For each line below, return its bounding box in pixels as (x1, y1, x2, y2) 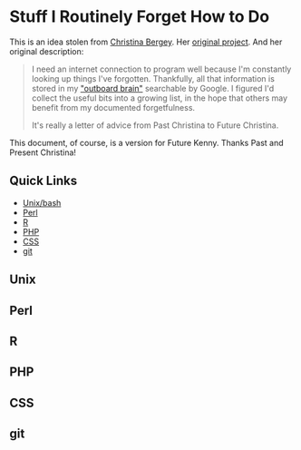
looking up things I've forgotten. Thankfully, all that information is (31, 73, 275, 83)
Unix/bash (22, 197, 62, 208)
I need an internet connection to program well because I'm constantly (31, 64, 292, 74)
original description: (9, 45, 84, 56)
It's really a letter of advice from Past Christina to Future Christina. (31, 120, 279, 131)
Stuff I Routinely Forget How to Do (9, 6, 270, 27)
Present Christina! (9, 147, 77, 158)
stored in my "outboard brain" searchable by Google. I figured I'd (31, 83, 275, 93)
